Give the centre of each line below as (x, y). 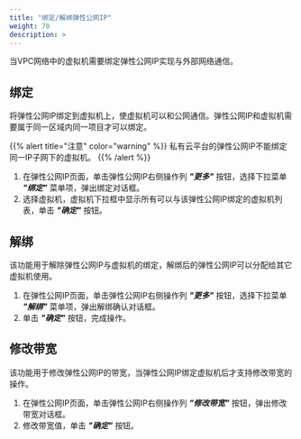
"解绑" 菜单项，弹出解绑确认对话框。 (91, 306)
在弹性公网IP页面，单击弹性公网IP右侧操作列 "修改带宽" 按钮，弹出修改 (155, 403)
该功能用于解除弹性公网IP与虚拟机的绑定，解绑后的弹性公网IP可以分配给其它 (151, 265)
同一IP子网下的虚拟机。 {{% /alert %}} (80, 158)
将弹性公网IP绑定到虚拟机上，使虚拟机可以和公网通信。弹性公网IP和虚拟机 (147, 116)
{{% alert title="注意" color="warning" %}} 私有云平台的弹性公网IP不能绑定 (148, 146)
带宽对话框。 (46, 414)
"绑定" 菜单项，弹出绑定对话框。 (83, 188)
